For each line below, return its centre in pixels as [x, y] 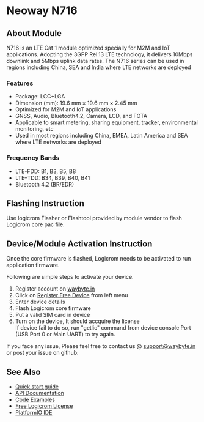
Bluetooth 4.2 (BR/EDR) [45, 184]
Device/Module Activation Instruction [79, 244]
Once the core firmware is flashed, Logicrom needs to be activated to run [99, 259]
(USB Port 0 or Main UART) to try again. [65, 335]
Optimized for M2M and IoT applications [66, 109]
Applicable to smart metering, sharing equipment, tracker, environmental [107, 122]
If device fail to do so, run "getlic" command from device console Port [103, 328]
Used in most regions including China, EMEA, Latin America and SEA [101, 136]
